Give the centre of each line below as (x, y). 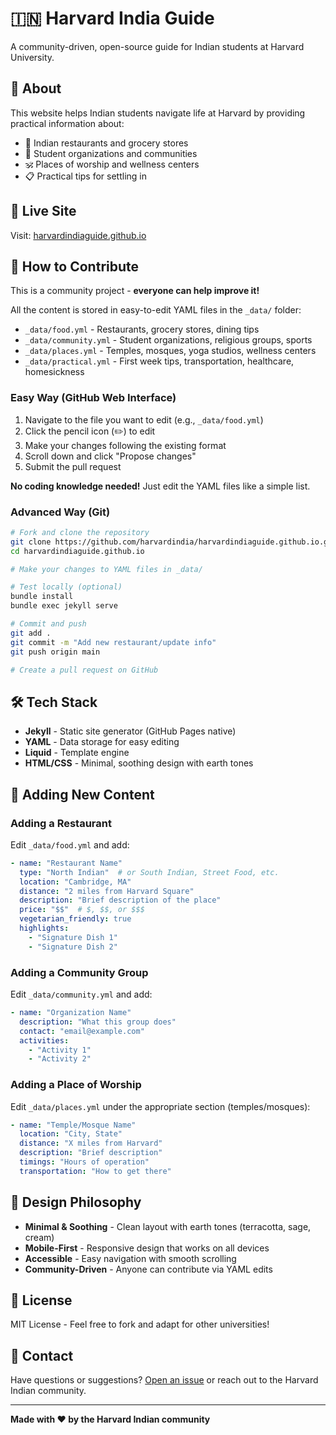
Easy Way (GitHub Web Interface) (93, 398)
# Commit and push (48, 624)
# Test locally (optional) (66, 587)
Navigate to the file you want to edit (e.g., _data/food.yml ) (144, 419)
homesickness (54, 372)
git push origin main (55, 652)
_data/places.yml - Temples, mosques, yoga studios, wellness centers (170, 351)
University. (32, 57)
